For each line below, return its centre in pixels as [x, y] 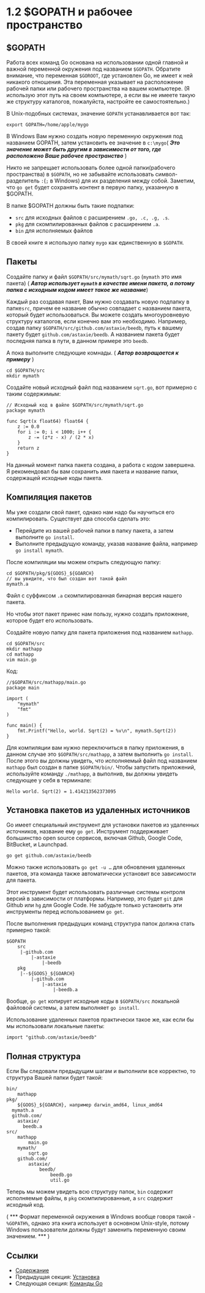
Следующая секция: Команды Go [59, 1284]
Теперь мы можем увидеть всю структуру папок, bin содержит [90, 1192]
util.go [60, 1181]
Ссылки [22, 1256]
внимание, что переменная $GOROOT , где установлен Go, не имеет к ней [100, 75]
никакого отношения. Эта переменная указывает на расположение [95, 82]
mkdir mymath [23, 376]
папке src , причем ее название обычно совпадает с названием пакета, [99, 308]
